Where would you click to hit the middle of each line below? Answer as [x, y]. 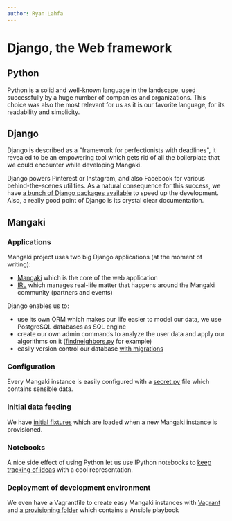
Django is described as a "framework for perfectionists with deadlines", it [111, 150]
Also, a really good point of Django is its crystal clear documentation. [106, 201]
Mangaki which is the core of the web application [87, 278]
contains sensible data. [40, 389]
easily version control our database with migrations [90, 349]
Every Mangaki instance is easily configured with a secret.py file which [108, 382]
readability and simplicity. [44, 112]
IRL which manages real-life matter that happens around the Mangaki [116, 285]
